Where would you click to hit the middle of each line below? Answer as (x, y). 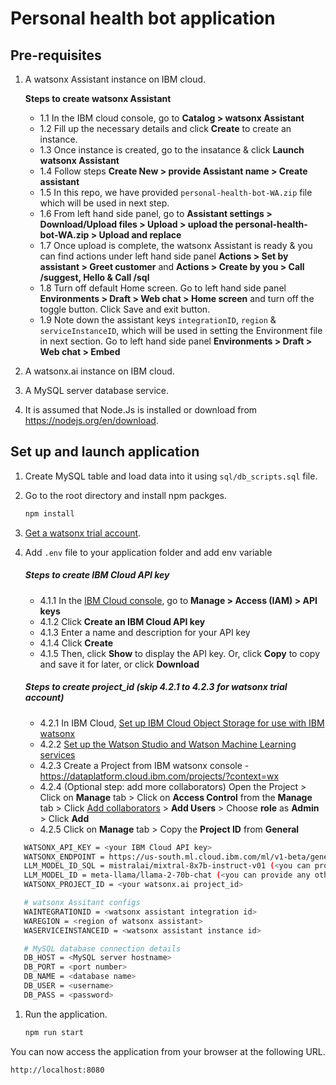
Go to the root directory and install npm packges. (126, 495)
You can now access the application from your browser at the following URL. (168, 1051)
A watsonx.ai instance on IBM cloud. (99, 371)
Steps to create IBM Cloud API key (97, 575)
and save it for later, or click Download (119, 664)
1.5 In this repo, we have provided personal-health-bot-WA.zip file (176, 192)
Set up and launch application (105, 452)
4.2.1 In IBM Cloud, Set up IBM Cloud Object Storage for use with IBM (182, 723)
